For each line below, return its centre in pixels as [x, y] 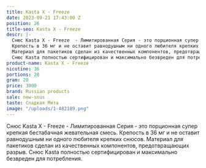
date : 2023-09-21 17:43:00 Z [44, 18]
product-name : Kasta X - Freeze [48, 63]
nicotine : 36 [23, 69]
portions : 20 [23, 75]
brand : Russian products [38, 92]
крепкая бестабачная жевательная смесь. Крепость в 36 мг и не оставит [103, 133]
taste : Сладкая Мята [33, 103]
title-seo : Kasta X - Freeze [44, 29]
